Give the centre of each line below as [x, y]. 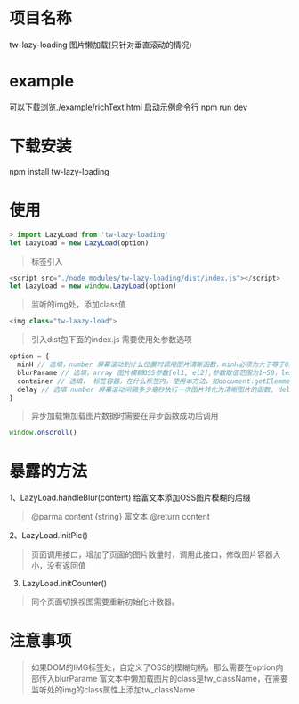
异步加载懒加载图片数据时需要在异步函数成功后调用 [125, 416]
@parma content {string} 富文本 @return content [121, 517]
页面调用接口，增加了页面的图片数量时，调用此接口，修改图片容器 [152, 554]
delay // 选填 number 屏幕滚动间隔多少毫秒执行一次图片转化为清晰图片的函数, [146, 389]
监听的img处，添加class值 [79, 305]
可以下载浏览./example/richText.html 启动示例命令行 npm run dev [128, 107]
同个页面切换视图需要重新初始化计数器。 [105, 602]
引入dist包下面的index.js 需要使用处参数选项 [112, 340]
